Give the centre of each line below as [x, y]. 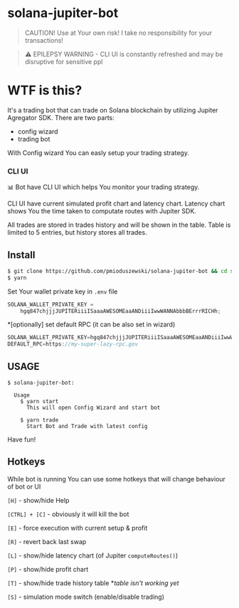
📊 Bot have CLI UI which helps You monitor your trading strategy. [103, 187]
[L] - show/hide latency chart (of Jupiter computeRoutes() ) [93, 555]
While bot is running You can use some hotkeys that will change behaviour [117, 479]
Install [21, 255]
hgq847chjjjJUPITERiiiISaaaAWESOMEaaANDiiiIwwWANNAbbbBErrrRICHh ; [121, 311]
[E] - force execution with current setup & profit [78, 528]
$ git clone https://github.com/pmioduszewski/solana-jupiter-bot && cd [117, 271]
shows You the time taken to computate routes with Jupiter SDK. [102, 211]
